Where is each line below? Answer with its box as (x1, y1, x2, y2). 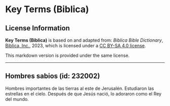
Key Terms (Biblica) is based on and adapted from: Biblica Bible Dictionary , (5, 37, 163, 43)
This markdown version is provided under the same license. (5, 52, 130, 58)
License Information (5, 24, 70, 32)
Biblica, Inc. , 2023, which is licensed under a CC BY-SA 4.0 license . (5, 43, 146, 49)
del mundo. (5, 96, 29, 102)
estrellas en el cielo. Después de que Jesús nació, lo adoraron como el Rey (5, 90, 162, 97)
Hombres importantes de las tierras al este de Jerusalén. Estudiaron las (5, 85, 154, 91)
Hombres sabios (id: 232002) (5, 72, 100, 81)
